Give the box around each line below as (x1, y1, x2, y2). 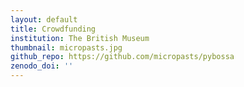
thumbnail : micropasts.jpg (10, 42, 123, 53)
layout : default (10, 14, 78, 25)
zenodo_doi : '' (10, 61, 74, 71)
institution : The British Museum (10, 33, 150, 43)
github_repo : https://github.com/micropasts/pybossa (10, 52, 235, 62)
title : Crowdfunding (10, 24, 97, 34)
